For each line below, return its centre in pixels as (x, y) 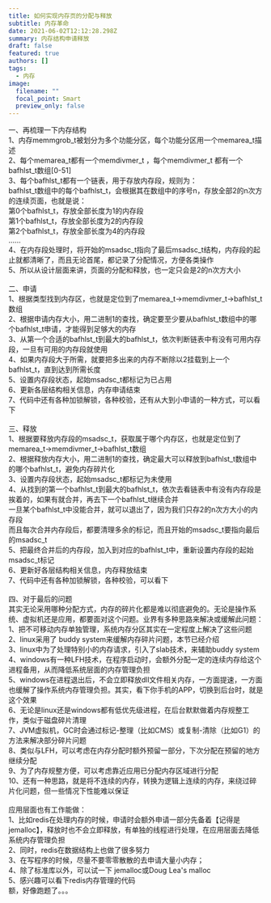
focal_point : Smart (49, 99)
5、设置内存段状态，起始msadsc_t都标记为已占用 (90, 380)
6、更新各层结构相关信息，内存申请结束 (74, 390)
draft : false (30, 46)
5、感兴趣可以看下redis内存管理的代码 (72, 880)
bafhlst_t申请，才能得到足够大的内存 (76, 329)
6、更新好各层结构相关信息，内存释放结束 (78, 570)
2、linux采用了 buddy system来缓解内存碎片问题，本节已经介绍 (114, 639)
